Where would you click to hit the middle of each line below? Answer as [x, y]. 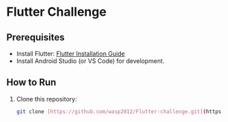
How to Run [31, 83]
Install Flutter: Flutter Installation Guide [71, 53]
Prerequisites [35, 37]
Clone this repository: [46, 99]
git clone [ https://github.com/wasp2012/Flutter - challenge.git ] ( [111, 111]
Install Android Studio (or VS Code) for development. [90, 61]
